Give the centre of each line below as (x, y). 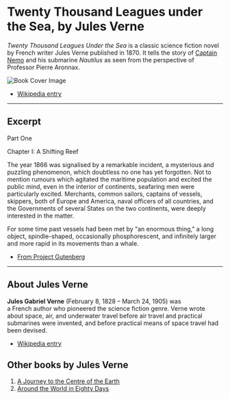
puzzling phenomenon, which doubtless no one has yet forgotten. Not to (109, 172)
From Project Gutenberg (51, 257)
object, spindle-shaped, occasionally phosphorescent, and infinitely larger (112, 236)
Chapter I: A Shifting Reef (43, 151)
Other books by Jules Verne (68, 364)
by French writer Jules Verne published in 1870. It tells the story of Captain (112, 53)
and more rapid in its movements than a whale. (73, 243)
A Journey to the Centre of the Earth (68, 381)
